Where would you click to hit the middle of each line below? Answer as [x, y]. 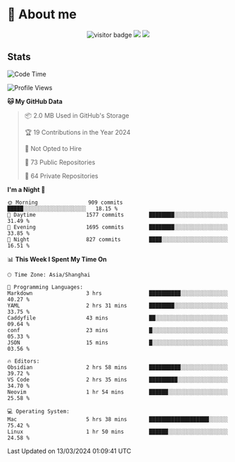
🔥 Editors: [24, 361]
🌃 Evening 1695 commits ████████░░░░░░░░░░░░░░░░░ [118, 227]
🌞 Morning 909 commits [65, 202]
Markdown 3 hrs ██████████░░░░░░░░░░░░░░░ [118, 293]
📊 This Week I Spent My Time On [57, 259]
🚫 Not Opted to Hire [53, 148]
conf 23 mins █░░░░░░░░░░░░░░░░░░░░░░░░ [118, 330]
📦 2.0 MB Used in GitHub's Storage [77, 115]
